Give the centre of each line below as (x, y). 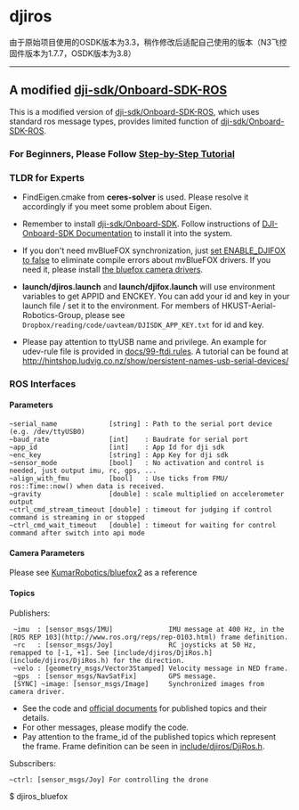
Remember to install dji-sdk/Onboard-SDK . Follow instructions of (141, 224)
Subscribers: (32, 763)
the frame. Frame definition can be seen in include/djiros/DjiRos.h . (143, 746)
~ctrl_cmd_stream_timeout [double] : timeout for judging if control (141, 510)
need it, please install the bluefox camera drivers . (112, 269)
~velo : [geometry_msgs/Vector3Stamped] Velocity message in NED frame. (151, 668)
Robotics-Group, (53, 315)
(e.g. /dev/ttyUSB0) (48, 432)
